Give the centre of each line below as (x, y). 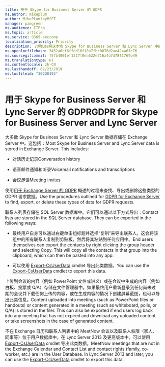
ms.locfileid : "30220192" (31, 74)
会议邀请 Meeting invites (36, 180)
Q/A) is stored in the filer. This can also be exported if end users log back (79, 310)
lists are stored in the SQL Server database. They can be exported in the (78, 218)
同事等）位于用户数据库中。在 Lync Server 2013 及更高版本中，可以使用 (78, 337)
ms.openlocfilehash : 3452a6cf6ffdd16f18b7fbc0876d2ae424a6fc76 (71, 51)
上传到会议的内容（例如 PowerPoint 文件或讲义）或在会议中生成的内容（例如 (82, 281)
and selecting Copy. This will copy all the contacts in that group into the (84, 250)
